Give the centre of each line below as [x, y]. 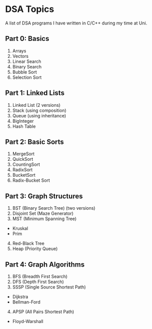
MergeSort [23, 154]
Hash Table [24, 126]
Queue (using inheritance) [39, 115]
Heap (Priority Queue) [35, 249]
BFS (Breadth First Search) [40, 276]
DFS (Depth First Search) [38, 282]
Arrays [19, 50]
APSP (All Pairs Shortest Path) [43, 312]
